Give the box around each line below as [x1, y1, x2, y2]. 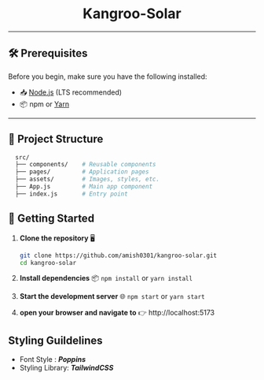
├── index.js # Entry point [15, 190, 128, 198]
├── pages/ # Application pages [15, 168, 149, 176]
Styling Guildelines [8, 333, 103, 347]
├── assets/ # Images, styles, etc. [15, 175, 159, 184]
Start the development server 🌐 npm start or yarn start [19, 292, 206, 301]
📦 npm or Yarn [19, 99, 69, 109]
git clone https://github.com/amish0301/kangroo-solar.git [19, 251, 218, 259]
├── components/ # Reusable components [15, 161, 156, 169]
